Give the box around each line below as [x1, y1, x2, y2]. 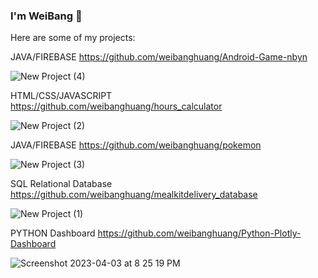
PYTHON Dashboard [10, 227, 96, 239]
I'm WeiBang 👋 [10, 9, 83, 23]
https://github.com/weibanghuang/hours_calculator [10, 100, 223, 113]
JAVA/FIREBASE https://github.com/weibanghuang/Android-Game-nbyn [10, 51, 308, 63]
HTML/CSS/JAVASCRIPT [10, 90, 113, 102]
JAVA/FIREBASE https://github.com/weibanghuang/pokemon [10, 139, 262, 151]
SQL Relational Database [10, 178, 113, 190]
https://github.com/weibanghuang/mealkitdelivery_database [10, 189, 258, 201]
